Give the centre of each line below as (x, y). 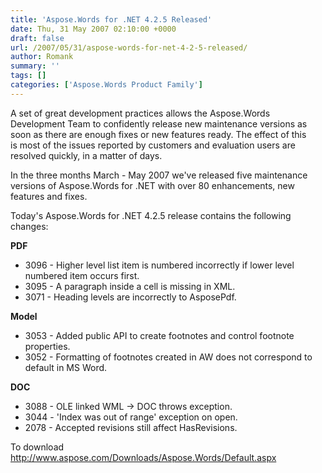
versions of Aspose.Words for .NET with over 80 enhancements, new (152, 185)
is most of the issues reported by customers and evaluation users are (153, 145)
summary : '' (35, 66)
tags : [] (28, 76)
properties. (47, 346)
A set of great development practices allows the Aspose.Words (140, 113)
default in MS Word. (66, 367)
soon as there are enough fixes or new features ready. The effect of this (158, 134)
